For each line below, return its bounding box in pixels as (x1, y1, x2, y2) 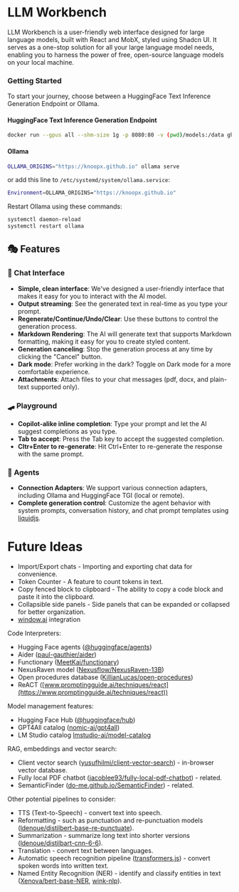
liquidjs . (17, 514, 41, 523)
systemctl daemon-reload (7, 216, 81, 223)
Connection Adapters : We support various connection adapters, (17, 484, 208, 492)
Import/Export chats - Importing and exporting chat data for (17, 563, 193, 571)
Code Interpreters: (7, 629, 62, 637)
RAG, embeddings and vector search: (7, 745, 117, 753)
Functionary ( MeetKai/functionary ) (17, 658, 119, 667)
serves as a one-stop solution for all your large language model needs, (7, 43, 215, 51)
